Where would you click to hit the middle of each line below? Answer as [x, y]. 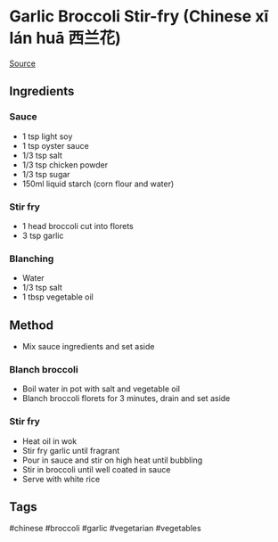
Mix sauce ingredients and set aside [88, 347]
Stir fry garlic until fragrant [71, 450]
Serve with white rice [61, 479]
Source [22, 63]
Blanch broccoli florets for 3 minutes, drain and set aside [126, 398]
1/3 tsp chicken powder [65, 164]
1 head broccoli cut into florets [78, 226]
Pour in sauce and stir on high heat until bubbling [112, 460]
